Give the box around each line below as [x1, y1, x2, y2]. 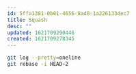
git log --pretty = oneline [7, 54, 81, 62]
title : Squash [7, 16, 48, 23]
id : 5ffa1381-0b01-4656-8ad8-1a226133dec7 [7, 10, 130, 17]
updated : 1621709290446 [7, 29, 75, 36]
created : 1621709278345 [7, 36, 75, 42]
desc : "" [7, 23, 32, 29]
